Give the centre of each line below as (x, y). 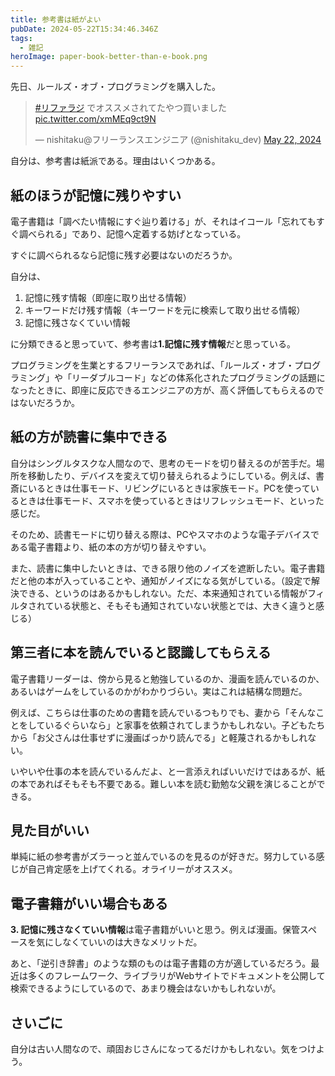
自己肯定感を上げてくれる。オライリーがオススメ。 (132, 869)
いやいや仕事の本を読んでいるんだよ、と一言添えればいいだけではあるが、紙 (168, 771)
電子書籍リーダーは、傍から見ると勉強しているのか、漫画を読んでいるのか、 (167, 678)
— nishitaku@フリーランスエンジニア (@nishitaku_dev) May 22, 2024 (178, 140)
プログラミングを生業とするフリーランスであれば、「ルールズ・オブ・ (152, 365)
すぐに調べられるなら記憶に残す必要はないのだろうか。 (124, 255)
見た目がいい (50, 830)
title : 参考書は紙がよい (56, 19)
